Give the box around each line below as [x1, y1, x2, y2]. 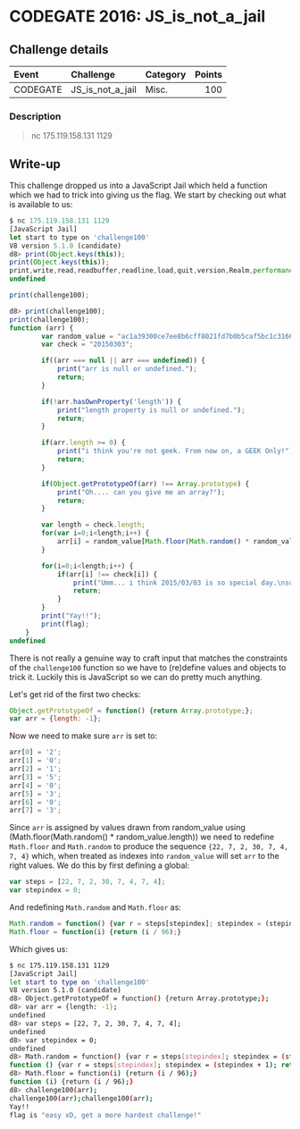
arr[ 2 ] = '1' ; [9, 764, 62, 774]
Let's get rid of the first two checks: [9, 688, 141, 699]
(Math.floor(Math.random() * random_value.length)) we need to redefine [9, 831, 275, 842]
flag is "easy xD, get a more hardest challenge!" [9, 1110, 202, 1119]
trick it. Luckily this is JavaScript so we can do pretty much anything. [9, 671, 262, 682]
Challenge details [9, 42, 109, 57]
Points [195, 69, 223, 80]
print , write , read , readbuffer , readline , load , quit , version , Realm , [9, 266, 254, 275]
